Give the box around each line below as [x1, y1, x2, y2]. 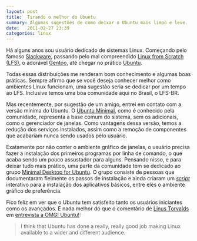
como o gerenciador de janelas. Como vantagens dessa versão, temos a [6, 120, 182, 127]
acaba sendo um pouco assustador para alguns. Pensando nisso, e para [6, 156, 181, 163]
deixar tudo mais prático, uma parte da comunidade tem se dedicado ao [6, 163, 181, 170]
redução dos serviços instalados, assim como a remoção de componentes [6, 126, 187, 133]
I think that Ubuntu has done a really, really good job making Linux [20, 223, 181, 230]
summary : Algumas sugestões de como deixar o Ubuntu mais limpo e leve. [6, 19, 188, 25]
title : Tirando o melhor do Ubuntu [6, 14, 96, 20]
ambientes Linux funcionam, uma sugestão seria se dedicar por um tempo [6, 83, 186, 90]
